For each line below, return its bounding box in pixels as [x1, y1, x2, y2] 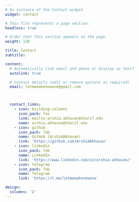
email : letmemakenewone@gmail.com [9, 84, 81, 89]
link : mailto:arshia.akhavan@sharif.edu [18, 116, 103, 121]
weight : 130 [5, 39, 30, 44]
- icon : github [14, 125, 46, 130]
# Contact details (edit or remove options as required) [9, 80, 130, 85]
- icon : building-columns [14, 107, 68, 112]
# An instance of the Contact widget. [5, 7, 85, 12]
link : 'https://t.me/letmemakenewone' [18, 176, 99, 181]
